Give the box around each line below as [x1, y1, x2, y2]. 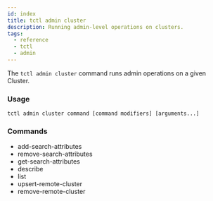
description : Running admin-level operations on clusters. [7, 23, 184, 30]
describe [17, 165, 44, 173]
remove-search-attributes [17, 150, 93, 159]
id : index [7, 10, 37, 18]
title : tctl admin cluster [7, 17, 86, 24]
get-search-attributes [17, 157, 81, 166]
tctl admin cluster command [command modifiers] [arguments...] [7, 110, 200, 117]
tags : [7, 30, 23, 37]
